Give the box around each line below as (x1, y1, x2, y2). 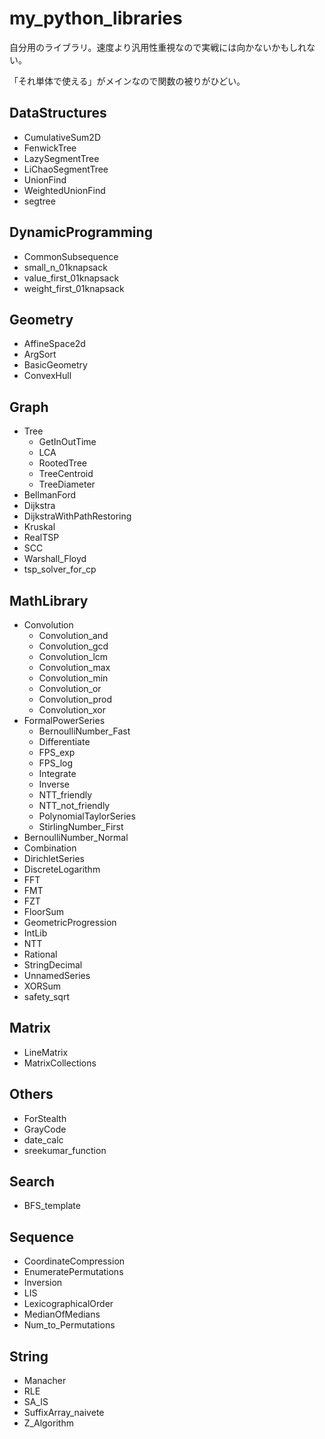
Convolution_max (38, 662, 111, 673)
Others (9, 1086, 54, 1103)
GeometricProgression (23, 917, 117, 928)
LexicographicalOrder (23, 1298, 114, 1310)
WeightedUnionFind (23, 184, 106, 196)
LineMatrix (23, 1046, 69, 1058)
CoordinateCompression (23, 1255, 126, 1267)
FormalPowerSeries (23, 715, 106, 726)
